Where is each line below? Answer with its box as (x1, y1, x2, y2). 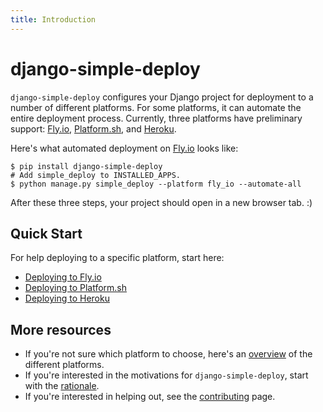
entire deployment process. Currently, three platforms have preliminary (10, 112, 303, 124)
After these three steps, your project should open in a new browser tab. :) (10, 196, 313, 208)
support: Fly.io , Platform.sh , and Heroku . (10, 122, 177, 135)
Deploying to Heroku (24, 292, 110, 305)
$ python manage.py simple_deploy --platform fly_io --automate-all (10, 179, 302, 189)
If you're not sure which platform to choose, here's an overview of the (24, 348, 313, 360)
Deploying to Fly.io (24, 271, 102, 283)
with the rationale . (24, 380, 100, 392)
